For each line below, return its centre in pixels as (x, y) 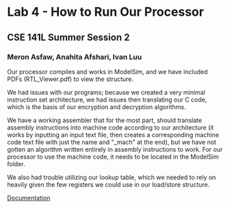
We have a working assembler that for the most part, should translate (105, 120)
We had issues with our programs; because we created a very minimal (106, 92)
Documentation (29, 198)
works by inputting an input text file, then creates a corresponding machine (113, 135)
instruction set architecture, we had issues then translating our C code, (107, 100)
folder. (16, 164)
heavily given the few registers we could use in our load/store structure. (108, 184)
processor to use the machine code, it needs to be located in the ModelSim (113, 157)
